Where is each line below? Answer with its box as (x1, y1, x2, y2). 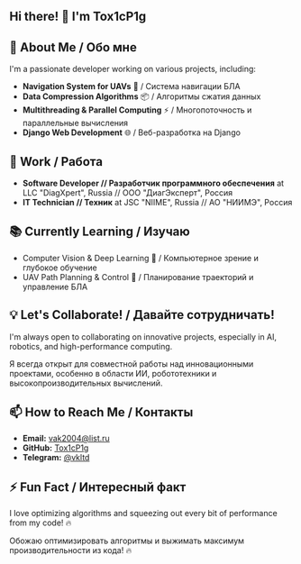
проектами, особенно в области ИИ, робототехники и (9, 368, 217, 378)
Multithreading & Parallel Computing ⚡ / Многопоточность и (22, 105, 252, 115)
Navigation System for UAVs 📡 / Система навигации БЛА (22, 81, 241, 92)
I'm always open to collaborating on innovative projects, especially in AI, (9, 331, 278, 342)
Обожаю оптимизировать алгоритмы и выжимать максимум (9, 535, 245, 546)
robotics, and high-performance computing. (9, 341, 173, 351)
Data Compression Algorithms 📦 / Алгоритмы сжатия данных (22, 91, 261, 102)
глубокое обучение (22, 262, 97, 273)
